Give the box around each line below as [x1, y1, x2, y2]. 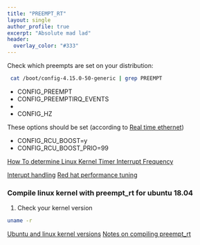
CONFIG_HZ [17, 109, 53, 118]
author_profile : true [7, 23, 70, 30]
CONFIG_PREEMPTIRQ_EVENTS [17, 94, 109, 103]
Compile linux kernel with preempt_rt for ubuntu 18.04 [7, 188, 194, 198]
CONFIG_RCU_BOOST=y [17, 136, 88, 144]
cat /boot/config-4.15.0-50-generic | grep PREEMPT [10, 75, 163, 82]
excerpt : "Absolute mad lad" [7, 29, 91, 37]
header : [7, 36, 30, 43]
